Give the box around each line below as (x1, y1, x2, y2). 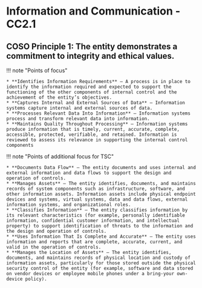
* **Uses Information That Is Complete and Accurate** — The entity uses (6, 233, 197, 239)
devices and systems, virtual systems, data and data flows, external (6, 196, 188, 203)
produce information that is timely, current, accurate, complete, (6, 126, 180, 132)
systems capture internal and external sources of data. (6, 105, 153, 111)
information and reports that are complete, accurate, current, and (6, 239, 183, 245)
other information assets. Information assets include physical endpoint (6, 191, 197, 197)
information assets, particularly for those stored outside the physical (6, 260, 197, 266)
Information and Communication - (6, 4, 181, 18)
